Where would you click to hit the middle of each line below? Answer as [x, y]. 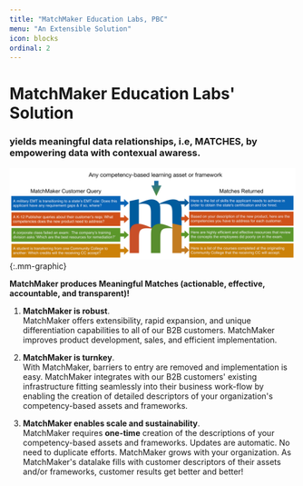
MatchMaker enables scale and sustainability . [111, 423]
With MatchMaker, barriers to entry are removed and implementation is [155, 367]
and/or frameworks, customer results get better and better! [133, 471]
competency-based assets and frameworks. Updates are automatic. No [156, 443]
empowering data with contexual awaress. [105, 153]
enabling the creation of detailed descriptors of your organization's [148, 396]
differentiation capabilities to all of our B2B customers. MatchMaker [148, 331]
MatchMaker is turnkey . [68, 358]
